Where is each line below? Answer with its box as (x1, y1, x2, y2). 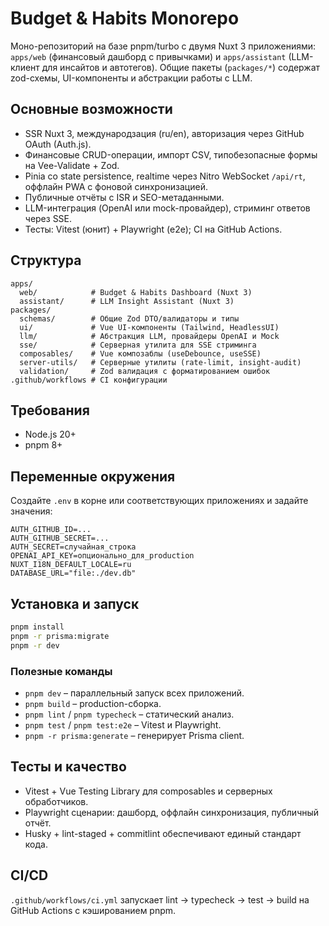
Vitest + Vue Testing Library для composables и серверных (24, 785, 273, 797)
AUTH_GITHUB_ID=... (10, 525, 92, 535)
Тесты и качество (10, 758, 127, 776)
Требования (10, 402, 90, 419)
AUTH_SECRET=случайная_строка (10, 542, 137, 552)
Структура (10, 252, 82, 269)
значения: (10, 505, 53, 517)
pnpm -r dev (10, 640, 60, 651)
